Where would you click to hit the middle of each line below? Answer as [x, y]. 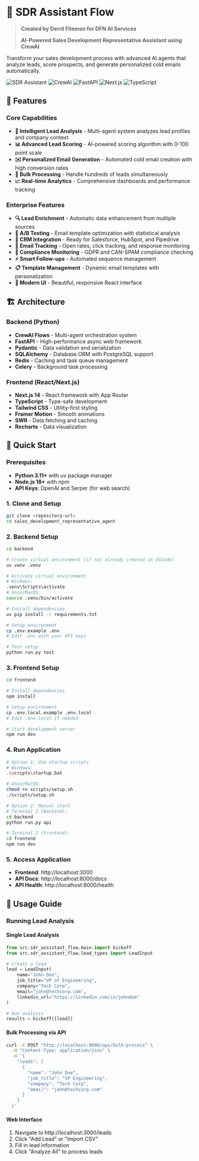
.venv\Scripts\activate [36, 587]
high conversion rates [41, 168]
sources [25, 226]
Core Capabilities [32, 118]
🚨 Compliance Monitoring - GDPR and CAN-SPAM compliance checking [104, 252]
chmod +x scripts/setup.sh [40, 790]
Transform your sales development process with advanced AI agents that [96, 58]
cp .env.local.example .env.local [49, 712]
